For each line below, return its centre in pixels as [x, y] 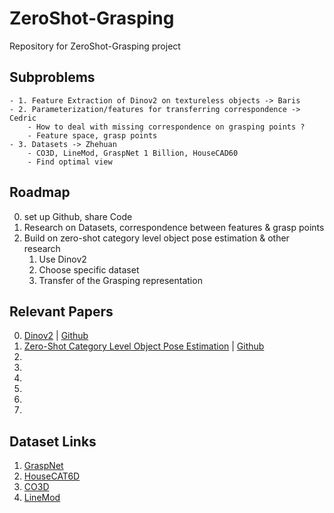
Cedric [23, 118]
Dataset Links [53, 441]
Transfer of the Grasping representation [120, 280]
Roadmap [40, 192]
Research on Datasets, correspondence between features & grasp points [174, 227]
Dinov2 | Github [56, 336]
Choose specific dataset [89, 269]
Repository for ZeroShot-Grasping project [95, 46]
